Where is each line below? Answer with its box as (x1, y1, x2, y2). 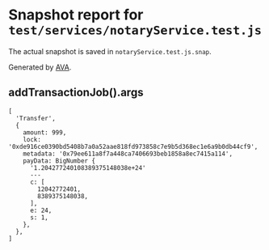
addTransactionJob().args (8, 86, 144, 100)
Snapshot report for (8, 6, 144, 24)
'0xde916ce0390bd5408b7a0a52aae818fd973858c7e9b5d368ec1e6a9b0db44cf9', (8, 142, 258, 150)
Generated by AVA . (8, 62, 72, 72)
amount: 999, (23, 128, 67, 137)
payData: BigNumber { (23, 156, 95, 165)
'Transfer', (15, 114, 57, 122)
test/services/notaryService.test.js (8, 23, 263, 38)
